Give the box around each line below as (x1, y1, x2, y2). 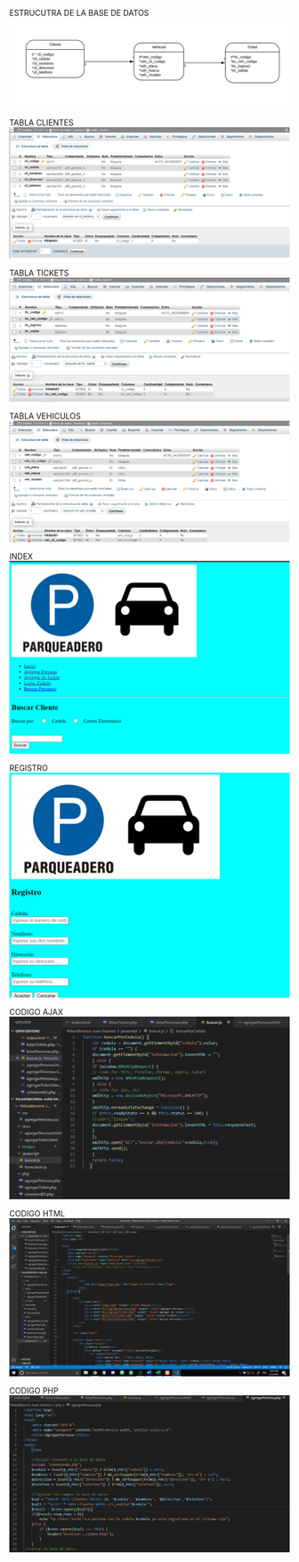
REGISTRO (9, 763, 49, 773)
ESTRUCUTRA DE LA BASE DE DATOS (9, 8, 149, 18)
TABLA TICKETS (9, 267, 69, 278)
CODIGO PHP (9, 1385, 60, 1395)
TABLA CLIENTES (9, 118, 74, 128)
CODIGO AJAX (9, 1006, 64, 1017)
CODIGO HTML (9, 1208, 65, 1219)
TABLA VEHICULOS (9, 410, 82, 421)
